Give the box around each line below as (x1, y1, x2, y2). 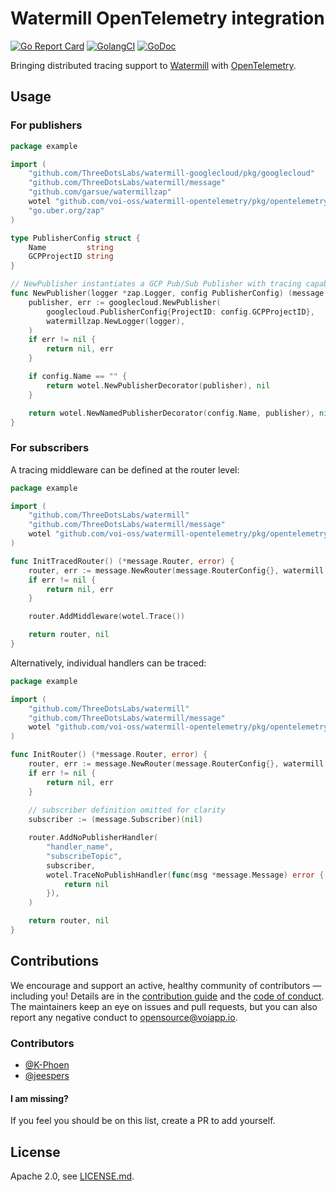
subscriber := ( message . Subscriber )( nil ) (28, 815, 203, 825)
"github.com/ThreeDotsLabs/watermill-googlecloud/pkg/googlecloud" (28, 168, 315, 179)
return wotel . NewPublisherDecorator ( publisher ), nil (46, 380, 271, 391)
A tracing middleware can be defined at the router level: (10, 463, 240, 476)
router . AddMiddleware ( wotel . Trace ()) (28, 612, 186, 622)
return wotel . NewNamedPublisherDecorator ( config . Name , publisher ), (28, 408, 315, 418)
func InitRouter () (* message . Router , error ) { (10, 750, 208, 760)
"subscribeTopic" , (46, 851, 123, 861)
